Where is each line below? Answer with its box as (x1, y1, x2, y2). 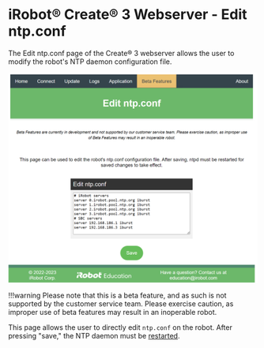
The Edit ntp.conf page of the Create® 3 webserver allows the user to (8, 48, 235, 58)
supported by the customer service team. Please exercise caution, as (8, 299, 234, 309)
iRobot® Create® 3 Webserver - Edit (8, 6, 247, 24)
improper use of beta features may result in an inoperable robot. (8, 308, 217, 317)
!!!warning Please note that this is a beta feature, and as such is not (8, 290, 227, 301)
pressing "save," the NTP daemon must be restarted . (8, 331, 180, 341)
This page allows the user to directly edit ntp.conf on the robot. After (8, 323, 233, 332)
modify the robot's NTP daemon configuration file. (8, 57, 172, 66)
